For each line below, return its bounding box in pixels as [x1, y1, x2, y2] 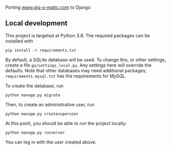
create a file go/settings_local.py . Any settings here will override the [5, 62, 152, 68]
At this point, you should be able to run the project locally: [5, 120, 127, 126]
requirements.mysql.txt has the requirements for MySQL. [5, 73, 127, 79]
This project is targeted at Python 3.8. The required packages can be [5, 33, 151, 39]
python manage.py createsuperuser [5, 111, 79, 116]
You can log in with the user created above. [5, 139, 97, 145]
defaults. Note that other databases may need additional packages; [5, 67, 147, 73]
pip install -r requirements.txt [5, 48, 77, 53]
